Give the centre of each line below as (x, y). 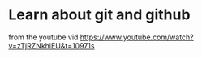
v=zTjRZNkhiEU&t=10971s (52, 45)
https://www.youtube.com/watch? (137, 37)
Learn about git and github (99, 15)
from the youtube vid (43, 37)
